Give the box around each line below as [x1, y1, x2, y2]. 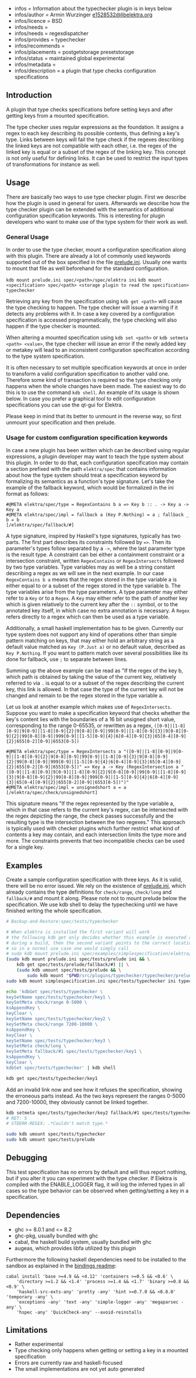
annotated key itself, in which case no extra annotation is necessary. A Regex [6, 607, 190, 614]
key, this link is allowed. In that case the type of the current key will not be [6, 686, 184, 693]
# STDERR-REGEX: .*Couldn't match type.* [6, 1121, 108, 1127]
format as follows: [6, 490, 50, 497]
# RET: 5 [6, 1115, 27, 1121]
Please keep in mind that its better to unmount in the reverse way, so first [6, 412, 182, 419]
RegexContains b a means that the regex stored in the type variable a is [6, 576, 177, 583]
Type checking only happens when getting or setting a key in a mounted [14, 1347, 188, 1354]
